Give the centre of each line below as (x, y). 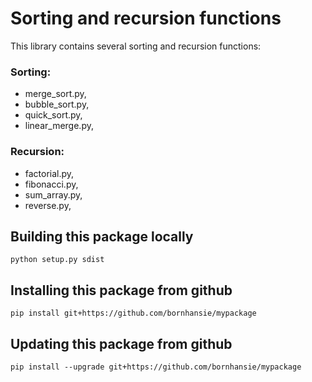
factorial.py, (49, 173)
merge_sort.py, (55, 94)
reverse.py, (48, 205)
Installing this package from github (121, 290)
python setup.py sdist (57, 260)
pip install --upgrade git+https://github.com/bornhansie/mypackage (156, 367)
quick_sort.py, (53, 115)
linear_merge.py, (59, 126)
